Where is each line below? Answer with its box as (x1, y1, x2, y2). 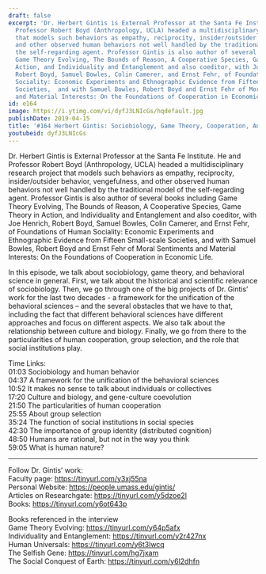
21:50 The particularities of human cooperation (8, 401, 161, 410)
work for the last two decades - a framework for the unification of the (8, 292, 235, 302)
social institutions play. (8, 343, 83, 352)
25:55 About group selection (8, 409, 101, 418)
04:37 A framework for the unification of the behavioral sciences (8, 375, 219, 385)
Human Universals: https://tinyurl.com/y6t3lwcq (8, 539, 165, 549)
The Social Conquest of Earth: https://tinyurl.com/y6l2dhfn (8, 556, 200, 566)
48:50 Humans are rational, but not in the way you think (8, 434, 190, 443)
